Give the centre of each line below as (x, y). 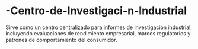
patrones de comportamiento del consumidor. (61, 40)
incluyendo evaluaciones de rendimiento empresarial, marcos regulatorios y (98, 33)
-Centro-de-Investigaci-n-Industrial (96, 11)
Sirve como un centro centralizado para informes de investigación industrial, (99, 27)
